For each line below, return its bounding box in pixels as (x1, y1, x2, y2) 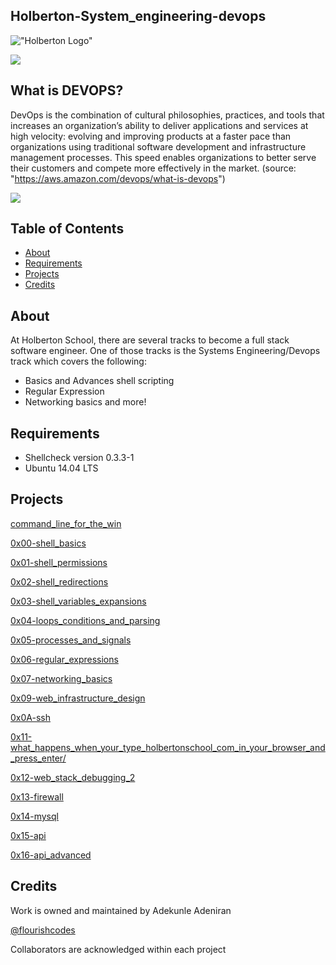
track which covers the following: (10, 355, 147, 368)
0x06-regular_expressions (10, 653, 119, 665)
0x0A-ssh (10, 711, 51, 723)
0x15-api (10, 829, 47, 841)
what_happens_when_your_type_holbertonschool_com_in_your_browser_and (10, 741, 326, 753)
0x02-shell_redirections (10, 575, 109, 588)
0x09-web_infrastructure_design (10, 692, 146, 704)
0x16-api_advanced (10, 849, 92, 861)
